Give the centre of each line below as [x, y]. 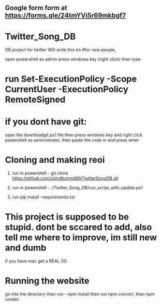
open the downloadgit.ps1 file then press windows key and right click [74, 135]
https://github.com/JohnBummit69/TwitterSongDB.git [65, 178]
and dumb [26, 248]
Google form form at [36, 8]
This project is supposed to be [67, 217]
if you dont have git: [46, 121]
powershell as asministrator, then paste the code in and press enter [72, 140]
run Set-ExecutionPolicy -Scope [71, 79]
